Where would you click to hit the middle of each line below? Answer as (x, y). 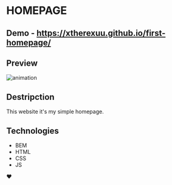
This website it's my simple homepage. (55, 112)
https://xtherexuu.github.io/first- (101, 33)
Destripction (30, 97)
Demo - (21, 33)
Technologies (33, 131)
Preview (22, 63)
